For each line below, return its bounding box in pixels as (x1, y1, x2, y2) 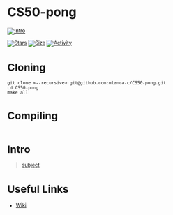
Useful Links (7, 182, 69, 196)
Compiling (7, 109, 58, 122)
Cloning (7, 61, 46, 74)
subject (22, 162, 40, 169)
